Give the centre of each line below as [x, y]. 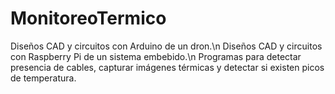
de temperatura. [43, 78]
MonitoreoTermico [88, 18]
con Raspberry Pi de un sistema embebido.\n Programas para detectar [156, 56]
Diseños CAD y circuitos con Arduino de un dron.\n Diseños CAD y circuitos [166, 46]
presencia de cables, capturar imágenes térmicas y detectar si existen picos [167, 67]
